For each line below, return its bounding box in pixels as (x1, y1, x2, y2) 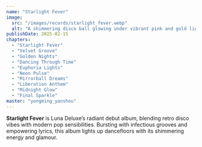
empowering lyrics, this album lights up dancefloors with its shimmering (6, 127, 185, 134)
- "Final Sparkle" (11, 92, 58, 98)
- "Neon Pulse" (11, 70, 50, 76)
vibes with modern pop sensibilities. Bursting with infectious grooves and (6, 121, 188, 128)
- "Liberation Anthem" (11, 82, 69, 88)
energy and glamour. (6, 133, 58, 141)
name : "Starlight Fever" (6, 8, 69, 15)
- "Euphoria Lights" (11, 64, 63, 71)
